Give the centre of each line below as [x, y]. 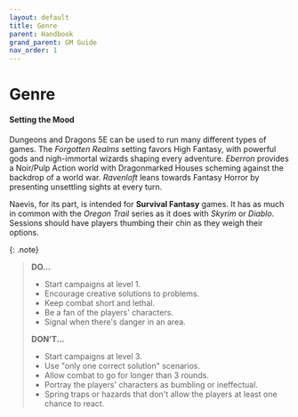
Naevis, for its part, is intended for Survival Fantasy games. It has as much [147, 204]
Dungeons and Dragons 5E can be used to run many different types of [138, 140]
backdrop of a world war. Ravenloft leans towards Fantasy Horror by [134, 177]
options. [24, 232]
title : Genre [33, 26]
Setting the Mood [42, 119]
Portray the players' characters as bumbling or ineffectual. [151, 384]
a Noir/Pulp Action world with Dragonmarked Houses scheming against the [147, 168]
